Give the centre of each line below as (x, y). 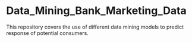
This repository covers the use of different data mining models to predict (95, 27)
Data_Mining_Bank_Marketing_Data (97, 11)
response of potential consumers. (48, 33)
